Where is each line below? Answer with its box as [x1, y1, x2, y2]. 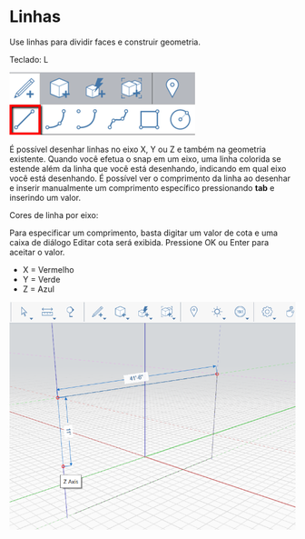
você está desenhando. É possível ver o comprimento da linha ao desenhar [9, 173, 291, 184]
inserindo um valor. [9, 192, 82, 203]
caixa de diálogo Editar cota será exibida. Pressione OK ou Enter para [9, 236, 270, 247]
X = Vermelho [22, 264, 74, 274]
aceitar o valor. [9, 246, 65, 257]
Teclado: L [9, 54, 49, 65]
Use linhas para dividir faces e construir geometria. [9, 36, 202, 47]
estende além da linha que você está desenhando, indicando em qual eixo [9, 163, 287, 174]
